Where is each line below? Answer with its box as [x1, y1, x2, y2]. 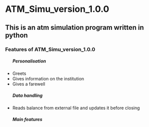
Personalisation [12, 58, 46, 64]
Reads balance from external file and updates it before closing [12, 105, 140, 111]
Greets [12, 70, 26, 76]
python [5, 31, 28, 39]
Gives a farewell [12, 81, 46, 87]
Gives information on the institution [12, 76, 84, 82]
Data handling [12, 93, 43, 99]
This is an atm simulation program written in [5, 23, 144, 32]
